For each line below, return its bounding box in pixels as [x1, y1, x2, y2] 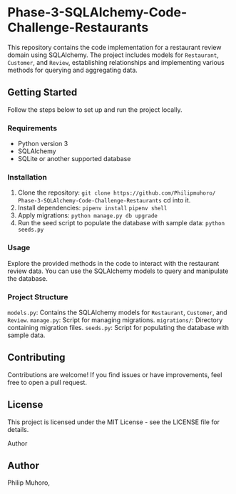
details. [7, 425, 29, 433]
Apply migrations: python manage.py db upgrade [17, 211, 158, 220]
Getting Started [7, 86, 78, 98]
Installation [7, 172, 48, 182]
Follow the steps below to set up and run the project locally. [7, 105, 183, 114]
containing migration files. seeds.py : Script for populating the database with [7, 323, 230, 331]
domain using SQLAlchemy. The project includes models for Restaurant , [7, 51, 219, 59]
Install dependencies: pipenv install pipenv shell [17, 204, 168, 212]
